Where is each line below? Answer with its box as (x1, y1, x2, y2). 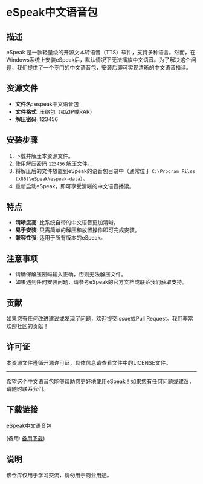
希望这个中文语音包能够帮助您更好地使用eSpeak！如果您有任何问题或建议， (6, 378, 195, 385)
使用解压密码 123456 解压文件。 (14, 160, 93, 167)
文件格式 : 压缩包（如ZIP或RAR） (14, 108, 95, 115)
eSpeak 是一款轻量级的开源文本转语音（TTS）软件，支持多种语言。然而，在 (6, 49, 196, 56)
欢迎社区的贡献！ (6, 322, 49, 330)
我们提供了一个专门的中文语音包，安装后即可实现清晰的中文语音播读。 (16, 64, 192, 71)
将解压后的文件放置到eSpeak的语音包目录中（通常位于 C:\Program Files (14, 167, 195, 174)
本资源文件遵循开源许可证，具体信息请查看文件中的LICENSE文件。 (6, 359, 172, 366)
